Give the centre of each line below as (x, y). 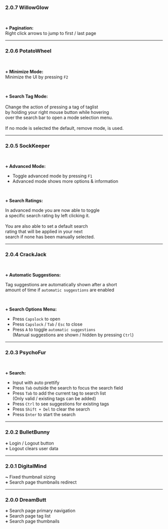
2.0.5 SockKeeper (27, 145)
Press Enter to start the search (44, 415)
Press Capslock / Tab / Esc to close (47, 324)
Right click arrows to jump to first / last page (51, 33)
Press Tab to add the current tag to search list (59, 393)
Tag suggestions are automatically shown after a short (61, 285)
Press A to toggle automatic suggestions (54, 330)
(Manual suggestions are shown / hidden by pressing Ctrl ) (73, 335)
